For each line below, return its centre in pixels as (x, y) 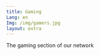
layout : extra (24, 28)
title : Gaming (24, 12)
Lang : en (17, 17)
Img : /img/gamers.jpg (33, 23)
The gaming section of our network (50, 45)
